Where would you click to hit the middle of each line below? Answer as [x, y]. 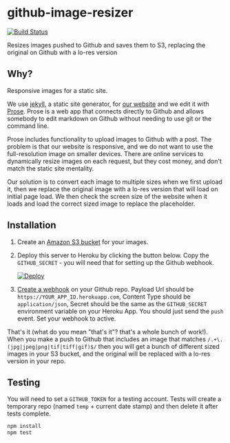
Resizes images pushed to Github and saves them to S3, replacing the [106, 45]
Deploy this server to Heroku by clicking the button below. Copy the [113, 255]
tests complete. [29, 413]
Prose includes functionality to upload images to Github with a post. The [109, 139]
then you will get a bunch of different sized [159, 346]
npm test [20, 433]
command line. [28, 126]
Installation [32, 225]
